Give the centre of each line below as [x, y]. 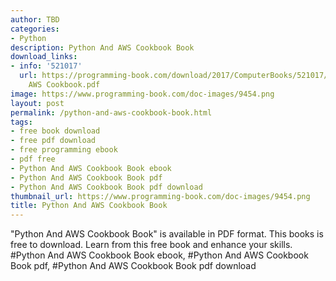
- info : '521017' [46, 66]
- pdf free [33, 159]
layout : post [37, 103]
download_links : [44, 57]
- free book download [55, 131]
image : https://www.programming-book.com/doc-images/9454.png [142, 94]
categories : [35, 29]
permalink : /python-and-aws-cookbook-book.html [111, 112]
